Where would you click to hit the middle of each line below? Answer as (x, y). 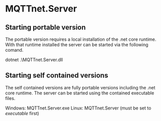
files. (10, 98)
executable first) (22, 113)
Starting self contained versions (57, 76)
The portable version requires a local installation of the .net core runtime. (81, 39)
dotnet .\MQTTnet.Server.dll (34, 60)
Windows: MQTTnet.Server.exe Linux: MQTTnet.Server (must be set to (78, 108)
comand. (14, 50)
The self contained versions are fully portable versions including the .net (80, 87)
